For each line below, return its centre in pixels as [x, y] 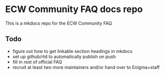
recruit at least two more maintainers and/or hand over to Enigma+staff [86, 67]
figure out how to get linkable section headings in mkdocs [72, 51]
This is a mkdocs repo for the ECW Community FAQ [59, 23]
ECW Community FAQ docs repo [74, 9]
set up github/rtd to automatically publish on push [64, 56]
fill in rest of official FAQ [37, 62]
